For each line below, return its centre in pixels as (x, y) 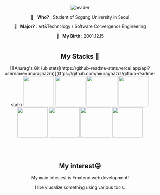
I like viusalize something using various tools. (80, 187)
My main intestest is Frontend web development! (80, 177)
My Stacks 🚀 (80, 56)
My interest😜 (80, 166)
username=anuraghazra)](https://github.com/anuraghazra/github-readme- (80, 73)
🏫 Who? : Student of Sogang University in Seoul (80, 17)
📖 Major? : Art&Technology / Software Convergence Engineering (80, 26)
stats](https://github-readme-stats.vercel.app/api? (99, 68)
